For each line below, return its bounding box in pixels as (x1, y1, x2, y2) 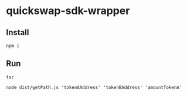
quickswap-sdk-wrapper (6, 4, 130, 18)
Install (6, 28, 29, 37)
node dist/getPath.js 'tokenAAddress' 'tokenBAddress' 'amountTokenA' (6, 84, 182, 90)
